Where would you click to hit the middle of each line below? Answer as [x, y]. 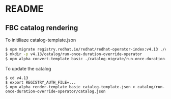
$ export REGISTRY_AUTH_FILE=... [41, 82]
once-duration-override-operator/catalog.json [55, 91]
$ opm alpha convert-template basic [44, 59]
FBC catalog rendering [42, 28]
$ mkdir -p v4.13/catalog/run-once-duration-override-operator [74, 54]
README [24, 9]
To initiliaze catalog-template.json [41, 40]
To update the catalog [28, 68]
